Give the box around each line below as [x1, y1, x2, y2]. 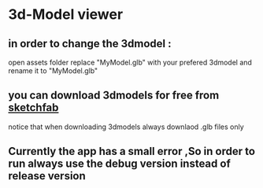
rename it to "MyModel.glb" [8, 66, 98, 76]
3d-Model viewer [8, 6, 124, 24]
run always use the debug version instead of [8, 157, 231, 171]
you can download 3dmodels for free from [8, 89, 220, 102]
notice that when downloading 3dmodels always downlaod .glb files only [8, 122, 244, 131]
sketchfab [8, 101, 59, 115]
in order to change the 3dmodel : [8, 37, 172, 50]
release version [8, 169, 87, 182]
